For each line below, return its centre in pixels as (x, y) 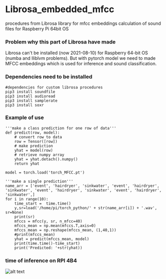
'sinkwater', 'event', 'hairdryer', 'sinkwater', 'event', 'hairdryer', (84, 190)
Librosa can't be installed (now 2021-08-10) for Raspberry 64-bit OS (77, 53)
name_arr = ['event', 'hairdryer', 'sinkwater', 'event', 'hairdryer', (82, 186)
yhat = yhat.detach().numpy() (46, 159)
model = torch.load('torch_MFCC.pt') (45, 172)
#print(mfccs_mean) (35, 234)
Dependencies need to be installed (49, 77)
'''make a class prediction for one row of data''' (61, 128)
